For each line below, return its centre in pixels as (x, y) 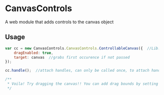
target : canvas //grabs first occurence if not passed (72, 57)
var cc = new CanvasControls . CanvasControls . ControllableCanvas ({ (74, 48)
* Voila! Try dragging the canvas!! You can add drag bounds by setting (83, 84)
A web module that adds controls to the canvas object (59, 22)
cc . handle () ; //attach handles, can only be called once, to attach (77, 71)
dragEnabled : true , (34, 53)
